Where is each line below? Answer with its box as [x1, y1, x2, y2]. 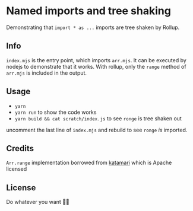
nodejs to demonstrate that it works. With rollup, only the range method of [6, 63, 186, 70]
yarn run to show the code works [14, 108, 97, 116]
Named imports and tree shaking [6, 4, 171, 18]
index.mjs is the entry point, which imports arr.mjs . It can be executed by [6, 56, 187, 63]
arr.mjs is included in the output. [6, 69, 87, 76]
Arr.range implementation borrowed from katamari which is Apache [6, 159, 172, 167]
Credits [6, 143, 34, 154]
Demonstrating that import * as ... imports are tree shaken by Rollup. [6, 24, 180, 31]
